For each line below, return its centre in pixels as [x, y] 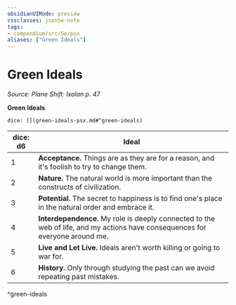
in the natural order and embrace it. [96, 207]
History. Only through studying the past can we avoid [126, 268]
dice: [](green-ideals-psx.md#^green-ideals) [75, 121]
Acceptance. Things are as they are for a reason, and [126, 158]
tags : [15, 27]
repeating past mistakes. [79, 277]
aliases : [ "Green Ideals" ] [47, 40]
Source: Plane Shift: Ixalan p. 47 [54, 94]
